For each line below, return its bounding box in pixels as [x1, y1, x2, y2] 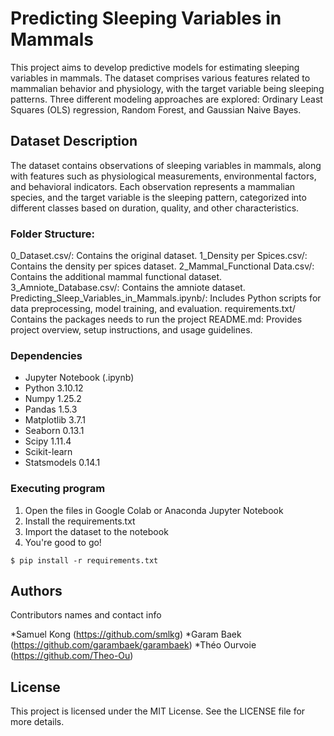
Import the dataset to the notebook [24, 525, 169, 537]
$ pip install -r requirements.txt [10, 555, 159, 566]
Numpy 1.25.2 [24, 393, 82, 405]
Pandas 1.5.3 [24, 403, 78, 416]
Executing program [10, 482, 106, 496]
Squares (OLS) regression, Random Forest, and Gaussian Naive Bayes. [10, 103, 302, 116]
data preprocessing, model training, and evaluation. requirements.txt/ [10, 303, 296, 315]
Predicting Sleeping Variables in [10, 7, 282, 30]
